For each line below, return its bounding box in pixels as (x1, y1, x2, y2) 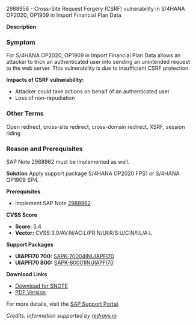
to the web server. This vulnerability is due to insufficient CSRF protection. (6, 64, 191, 72)
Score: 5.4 (14, 223, 42, 230)
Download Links (6, 270, 47, 277)
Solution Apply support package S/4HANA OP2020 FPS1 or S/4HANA (6, 170, 180, 177)
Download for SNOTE (14, 282, 68, 289)
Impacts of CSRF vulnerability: (6, 76, 84, 84)
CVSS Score (6, 211, 38, 218)
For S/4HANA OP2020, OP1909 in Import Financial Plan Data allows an (6, 52, 181, 59)
